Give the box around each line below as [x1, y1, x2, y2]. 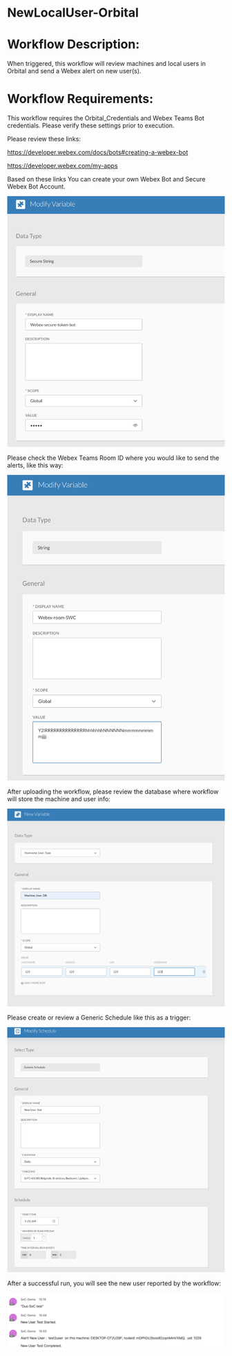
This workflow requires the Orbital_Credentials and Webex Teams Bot [7, 114, 205, 123]
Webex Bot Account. [7, 182, 66, 191]
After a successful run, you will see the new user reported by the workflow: [7, 1279, 221, 1287]
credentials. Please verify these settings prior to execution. [7, 121, 175, 130]
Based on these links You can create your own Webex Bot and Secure [7, 175, 206, 184]
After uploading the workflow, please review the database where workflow [7, 787, 219, 796]
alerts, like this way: [7, 461, 64, 470]
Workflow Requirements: [7, 91, 154, 107]
